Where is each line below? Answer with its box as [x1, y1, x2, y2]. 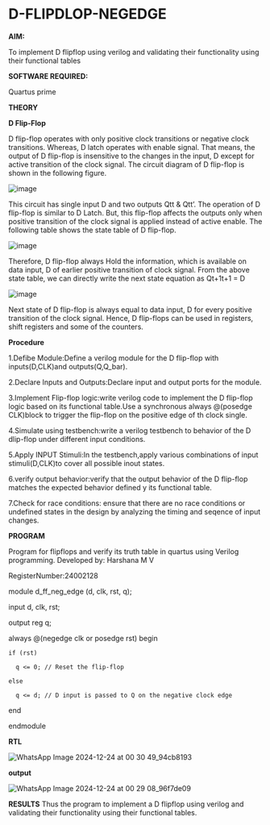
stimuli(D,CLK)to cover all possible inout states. [8, 458, 165, 468]
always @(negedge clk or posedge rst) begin [8, 633, 159, 643]
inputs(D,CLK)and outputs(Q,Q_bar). [8, 361, 128, 371]
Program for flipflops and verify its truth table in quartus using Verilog [8, 546, 239, 556]
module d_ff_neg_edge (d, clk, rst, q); [8, 586, 132, 596]
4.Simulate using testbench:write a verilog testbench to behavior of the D [8, 425, 251, 435]
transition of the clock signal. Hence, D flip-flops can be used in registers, [8, 313, 254, 323]
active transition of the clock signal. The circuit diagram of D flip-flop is [8, 159, 245, 169]
